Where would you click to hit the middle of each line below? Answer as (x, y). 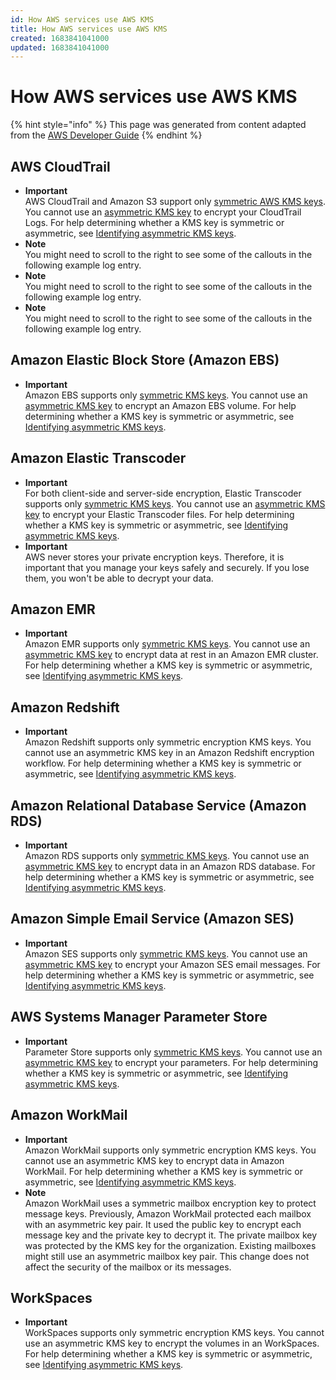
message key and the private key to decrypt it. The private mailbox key (171, 1235)
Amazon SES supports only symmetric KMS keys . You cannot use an (166, 953)
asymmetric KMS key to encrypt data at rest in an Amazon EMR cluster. (171, 655)
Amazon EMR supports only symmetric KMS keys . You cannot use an (167, 644)
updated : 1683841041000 (60, 47)
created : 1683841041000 (60, 38)
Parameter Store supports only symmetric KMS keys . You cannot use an (173, 1052)
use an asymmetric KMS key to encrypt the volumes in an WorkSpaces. (172, 1343)
